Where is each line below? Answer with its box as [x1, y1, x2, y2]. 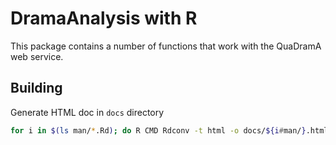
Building [10, 80, 63, 97]
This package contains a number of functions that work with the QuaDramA [10, 40, 322, 52]
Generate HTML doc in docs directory [10, 106, 165, 118]
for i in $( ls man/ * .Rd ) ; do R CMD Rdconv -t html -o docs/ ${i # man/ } [10, 125, 307, 136]
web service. [10, 50, 64, 62]
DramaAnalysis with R [10, 7, 198, 30]
